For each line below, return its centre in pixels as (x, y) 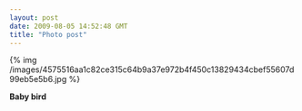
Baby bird (28, 97)
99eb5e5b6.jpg (38, 79)
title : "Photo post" (49, 34)
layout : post (34, 18)
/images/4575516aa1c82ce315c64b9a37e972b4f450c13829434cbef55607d (152, 69)
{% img (23, 60)
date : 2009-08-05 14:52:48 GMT (69, 26)
